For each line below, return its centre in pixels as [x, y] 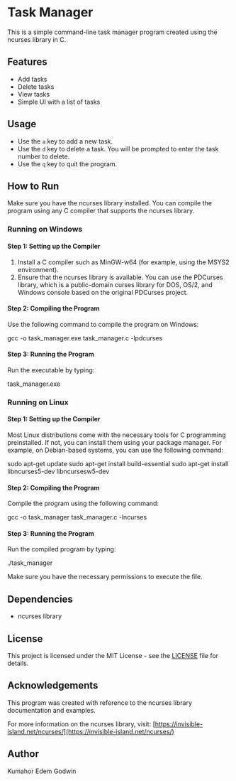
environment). [38, 269]
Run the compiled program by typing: [62, 549]
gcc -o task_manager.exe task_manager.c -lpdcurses [85, 338]
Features [27, 62]
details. [18, 663]
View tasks [34, 94]
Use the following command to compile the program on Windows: [103, 324]
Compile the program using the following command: [83, 503]
